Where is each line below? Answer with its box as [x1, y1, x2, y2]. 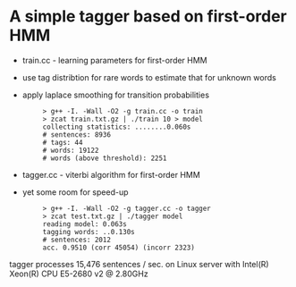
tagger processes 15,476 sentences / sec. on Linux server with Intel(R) [9, 258, 270, 269]
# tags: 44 [42, 138, 83, 147]
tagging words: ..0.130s [42, 227, 136, 236]
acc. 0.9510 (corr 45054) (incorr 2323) [42, 243, 195, 252]
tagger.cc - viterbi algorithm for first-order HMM [21, 169, 201, 180]
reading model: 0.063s [42, 219, 127, 229]
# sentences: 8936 [42, 130, 112, 139]
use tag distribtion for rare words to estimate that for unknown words [21, 72, 277, 82]
